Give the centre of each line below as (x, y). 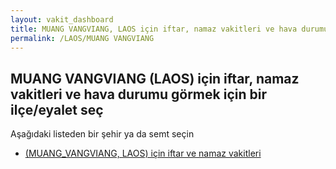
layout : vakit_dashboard (62, 19)
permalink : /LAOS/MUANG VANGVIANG (82, 38)
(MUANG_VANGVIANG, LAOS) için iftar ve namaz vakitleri (143, 153)
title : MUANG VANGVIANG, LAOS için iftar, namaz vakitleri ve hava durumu (169, 29)
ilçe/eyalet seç (57, 109)
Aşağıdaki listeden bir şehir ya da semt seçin (102, 134)
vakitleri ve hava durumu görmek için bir (138, 94)
